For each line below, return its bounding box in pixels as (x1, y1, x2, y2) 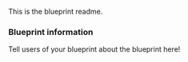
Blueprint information (8, 26, 94, 37)
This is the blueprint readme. (8, 7, 103, 16)
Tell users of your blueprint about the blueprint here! (8, 45, 181, 54)
